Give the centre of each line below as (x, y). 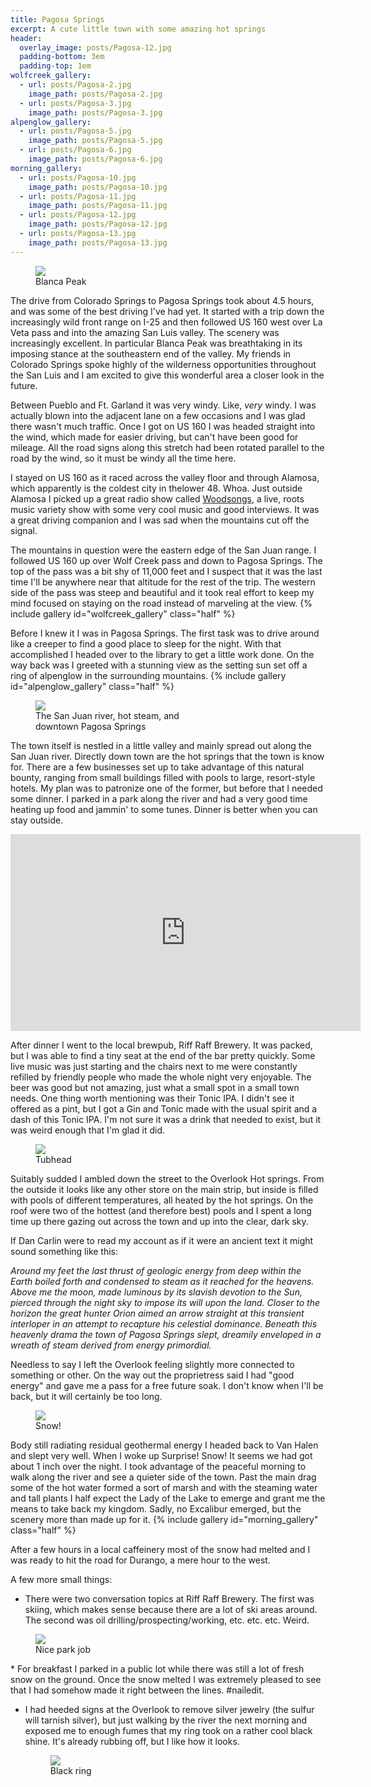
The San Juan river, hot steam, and (107, 715)
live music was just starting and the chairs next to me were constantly (154, 1066)
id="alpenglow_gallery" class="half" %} (92, 686)
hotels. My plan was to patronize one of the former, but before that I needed (166, 788)
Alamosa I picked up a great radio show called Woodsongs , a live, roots (157, 498)
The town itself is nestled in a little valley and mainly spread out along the (161, 745)
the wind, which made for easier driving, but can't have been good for (154, 437)
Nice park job (63, 1649)
